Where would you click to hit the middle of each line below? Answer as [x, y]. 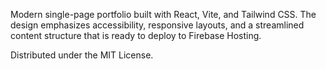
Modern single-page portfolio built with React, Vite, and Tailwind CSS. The [163, 14]
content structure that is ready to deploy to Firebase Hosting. [136, 35]
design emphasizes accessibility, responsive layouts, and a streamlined [157, 25]
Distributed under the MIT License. [82, 55]
